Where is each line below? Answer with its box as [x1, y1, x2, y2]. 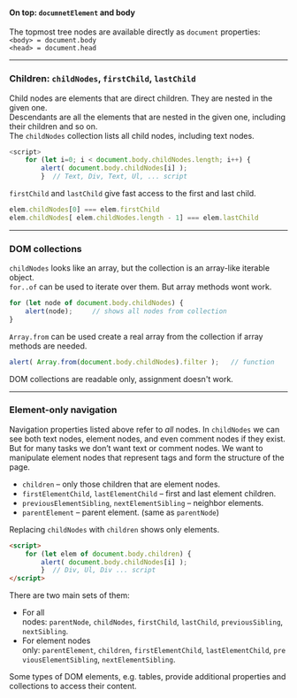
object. [9, 272, 35, 283]
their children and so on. [9, 120, 98, 132]
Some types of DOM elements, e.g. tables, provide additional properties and [9, 671, 286, 682]
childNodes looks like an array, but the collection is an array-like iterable [9, 263, 270, 273]
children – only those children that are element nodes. [21, 479, 221, 489]
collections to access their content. [9, 681, 137, 692]
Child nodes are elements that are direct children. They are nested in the [9, 93, 273, 104]
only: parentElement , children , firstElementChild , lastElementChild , [21, 645, 272, 656]
